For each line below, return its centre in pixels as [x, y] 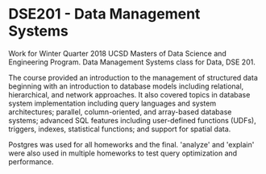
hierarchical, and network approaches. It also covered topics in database [129, 94]
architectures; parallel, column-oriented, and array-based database [120, 112]
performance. [31, 161]
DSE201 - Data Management [104, 14]
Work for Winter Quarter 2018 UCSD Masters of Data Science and [118, 53]
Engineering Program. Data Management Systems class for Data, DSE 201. [132, 62]
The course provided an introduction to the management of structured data [133, 77]
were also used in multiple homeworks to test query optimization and [123, 153]
